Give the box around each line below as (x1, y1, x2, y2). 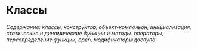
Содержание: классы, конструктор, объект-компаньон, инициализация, (6, 23, 192, 30)
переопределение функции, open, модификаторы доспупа (6, 36, 156, 43)
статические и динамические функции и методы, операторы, (6, 30, 164, 37)
